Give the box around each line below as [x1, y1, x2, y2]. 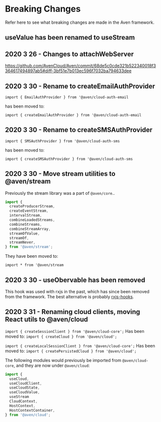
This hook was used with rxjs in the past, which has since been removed [5, 289, 150, 295]
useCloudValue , [9, 390, 40, 395]
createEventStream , [9, 208, 49, 214]
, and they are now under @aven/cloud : [14, 362, 90, 368]
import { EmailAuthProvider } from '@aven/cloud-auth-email [5, 94, 129, 100]
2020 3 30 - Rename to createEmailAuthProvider [5, 82, 156, 90]
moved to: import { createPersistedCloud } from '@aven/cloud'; [5, 348, 137, 354]
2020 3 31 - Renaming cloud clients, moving [5, 308, 140, 316]
